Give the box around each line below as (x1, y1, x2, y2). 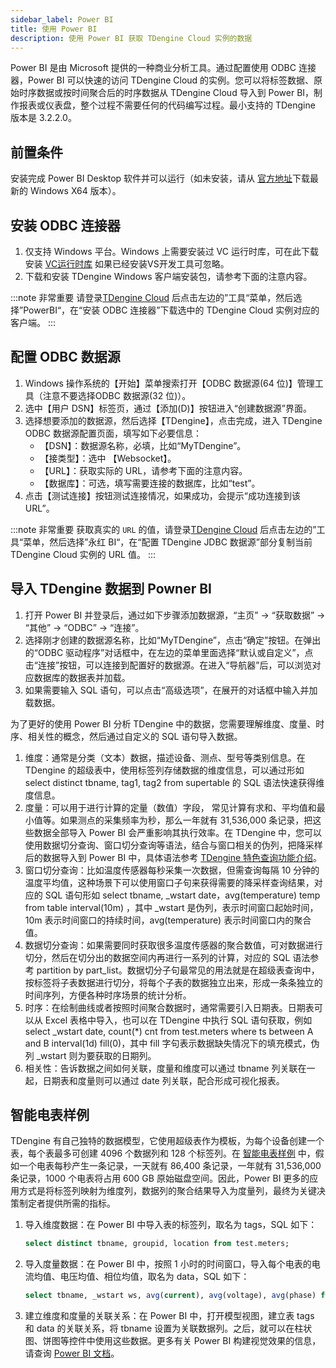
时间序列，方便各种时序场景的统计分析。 (24, 989, 192, 1001)
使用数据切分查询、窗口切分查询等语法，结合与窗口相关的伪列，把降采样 (24, 839, 323, 851)
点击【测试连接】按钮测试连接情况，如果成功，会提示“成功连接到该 (24, 489, 301, 501)
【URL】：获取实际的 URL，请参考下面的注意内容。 (39, 464, 248, 476)
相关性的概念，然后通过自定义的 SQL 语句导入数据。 (27, 730, 243, 742)
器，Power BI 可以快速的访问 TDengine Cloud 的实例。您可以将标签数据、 (10, 74, 315, 86)
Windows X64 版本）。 (29, 185, 122, 197)
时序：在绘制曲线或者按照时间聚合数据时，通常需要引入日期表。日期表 (24, 1001, 315, 1013)
